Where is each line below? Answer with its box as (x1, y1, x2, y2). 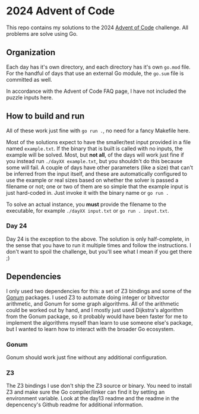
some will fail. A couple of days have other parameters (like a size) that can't (6, 164, 193, 171)
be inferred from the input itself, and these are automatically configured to (6, 170, 187, 177)
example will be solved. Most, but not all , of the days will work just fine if (6, 151, 184, 158)
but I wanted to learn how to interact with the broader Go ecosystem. (6, 325, 175, 332)
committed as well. (6, 76, 52, 83)
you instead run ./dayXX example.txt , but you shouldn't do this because (6, 157, 183, 164)
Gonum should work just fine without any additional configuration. (6, 353, 168, 361)
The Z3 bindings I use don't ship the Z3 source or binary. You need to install (6, 382, 192, 390)
